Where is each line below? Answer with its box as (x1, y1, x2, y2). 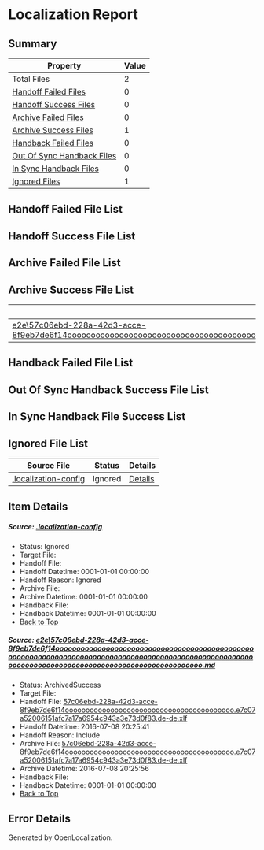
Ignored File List (8, 436, 89, 450)
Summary (8, 37, 57, 50)
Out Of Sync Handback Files (12, 150, 117, 161)
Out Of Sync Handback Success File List (8, 383, 210, 396)
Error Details (8, 811, 71, 825)
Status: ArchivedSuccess (19, 680, 101, 690)
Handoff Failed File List (8, 202, 123, 216)
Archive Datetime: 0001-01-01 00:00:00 (19, 592, 148, 602)
